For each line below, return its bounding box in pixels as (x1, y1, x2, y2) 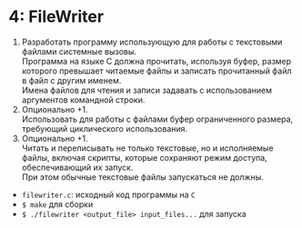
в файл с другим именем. (21, 74, 122, 85)
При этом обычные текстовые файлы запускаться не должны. (21, 171, 265, 183)
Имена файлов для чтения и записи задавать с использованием (21, 84, 273, 95)
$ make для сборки (21, 198, 94, 210)
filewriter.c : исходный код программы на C (21, 189, 196, 200)
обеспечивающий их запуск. (21, 162, 134, 173)
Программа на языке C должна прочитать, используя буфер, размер (21, 55, 292, 66)
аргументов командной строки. (21, 94, 146, 105)
